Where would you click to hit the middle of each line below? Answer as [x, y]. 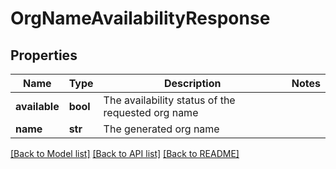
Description [192, 83]
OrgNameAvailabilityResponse [140, 18]
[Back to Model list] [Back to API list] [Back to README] [125, 153]
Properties [44, 55]
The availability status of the [169, 100]
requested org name [151, 112]
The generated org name [161, 129]
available [37, 106]
